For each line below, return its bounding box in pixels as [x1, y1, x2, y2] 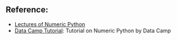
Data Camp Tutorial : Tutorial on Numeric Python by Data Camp [14, 27, 171, 34]
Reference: [5, 5, 48, 15]
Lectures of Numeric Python [14, 20, 85, 27]
